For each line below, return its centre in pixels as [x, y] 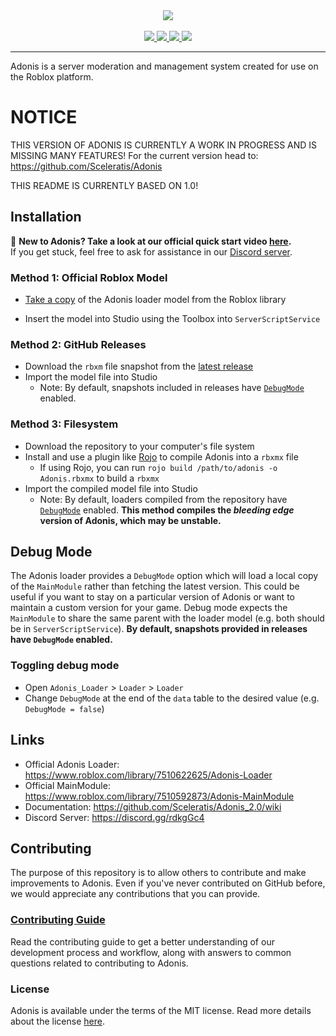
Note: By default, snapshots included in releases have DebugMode [172, 388]
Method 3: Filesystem [64, 424]
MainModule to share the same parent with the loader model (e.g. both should [167, 618]
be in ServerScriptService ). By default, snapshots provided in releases [159, 629]
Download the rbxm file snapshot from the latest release [139, 366]
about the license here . [57, 1021]
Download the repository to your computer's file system [139, 446]
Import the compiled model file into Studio [111, 488]
